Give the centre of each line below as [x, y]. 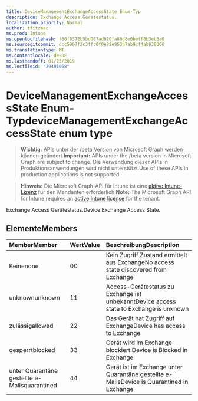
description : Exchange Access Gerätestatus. [62, 17]
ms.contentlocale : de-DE [37, 55]
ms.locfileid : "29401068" [38, 66]
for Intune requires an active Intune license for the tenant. [90, 199]
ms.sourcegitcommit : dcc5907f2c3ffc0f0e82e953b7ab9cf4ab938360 [85, 45]
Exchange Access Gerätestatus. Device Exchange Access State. [83, 210]
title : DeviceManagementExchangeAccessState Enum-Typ [74, 11]
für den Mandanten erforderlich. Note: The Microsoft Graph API [115, 192]
